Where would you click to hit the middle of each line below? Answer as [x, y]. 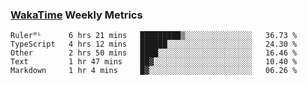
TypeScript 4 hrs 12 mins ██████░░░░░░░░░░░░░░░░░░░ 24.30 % [154, 44]
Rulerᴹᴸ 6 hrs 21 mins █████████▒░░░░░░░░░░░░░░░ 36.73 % [154, 36]
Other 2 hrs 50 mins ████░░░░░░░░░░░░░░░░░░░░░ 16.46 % [154, 53]
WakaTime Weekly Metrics [76, 15]
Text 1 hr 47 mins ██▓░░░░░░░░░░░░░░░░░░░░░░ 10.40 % [154, 62]
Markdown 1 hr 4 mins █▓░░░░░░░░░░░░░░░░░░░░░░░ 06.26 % [154, 71]
